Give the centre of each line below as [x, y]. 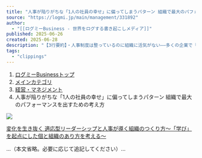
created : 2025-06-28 [32, 40]
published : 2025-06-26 [35, 34]
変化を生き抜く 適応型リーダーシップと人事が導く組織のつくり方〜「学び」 [99, 128]
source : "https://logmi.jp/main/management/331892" [72, 17]
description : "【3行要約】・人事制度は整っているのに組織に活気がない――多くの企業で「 [102, 46]
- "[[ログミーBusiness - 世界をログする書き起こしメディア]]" [82, 29]
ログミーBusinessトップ [45, 74]
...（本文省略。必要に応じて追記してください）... [66, 148]
